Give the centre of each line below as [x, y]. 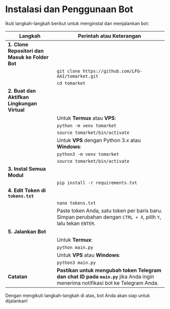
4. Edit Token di [27, 190]
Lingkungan [23, 104]
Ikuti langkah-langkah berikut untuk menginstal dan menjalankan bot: [77, 23]
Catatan [18, 277]
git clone [69, 71]
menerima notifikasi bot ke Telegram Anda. [108, 283]
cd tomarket [71, 83]
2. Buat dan [22, 91]
